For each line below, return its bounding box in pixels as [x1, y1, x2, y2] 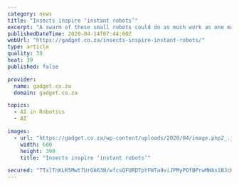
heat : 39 [7, 57, 33, 64]
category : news [7, 10, 53, 18]
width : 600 [20, 141, 53, 148]
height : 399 [20, 147, 55, 155]
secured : [7, 167, 33, 174]
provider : [7, 76, 37, 83]
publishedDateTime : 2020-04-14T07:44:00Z [7, 30, 132, 38]
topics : [7, 102, 31, 109]
